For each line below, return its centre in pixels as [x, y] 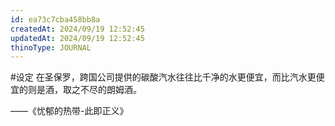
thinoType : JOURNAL [51, 47]
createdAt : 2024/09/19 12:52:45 [77, 29]
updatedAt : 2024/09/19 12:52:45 [77, 38]
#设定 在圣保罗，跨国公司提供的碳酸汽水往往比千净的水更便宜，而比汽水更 [163, 77]
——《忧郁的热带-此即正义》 [69, 111]
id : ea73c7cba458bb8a [55, 19]
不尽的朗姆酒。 [110, 90]
